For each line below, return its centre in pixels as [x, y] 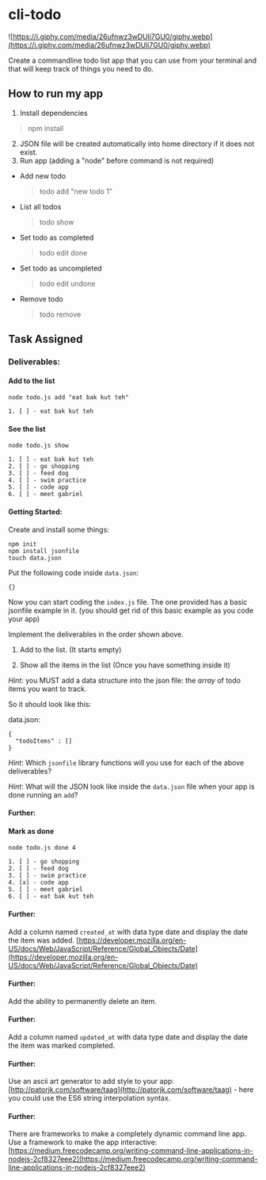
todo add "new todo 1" [76, 191]
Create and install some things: [59, 529]
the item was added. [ [44, 940]
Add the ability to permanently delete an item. [82, 1001]
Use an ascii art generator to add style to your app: [91, 1082]
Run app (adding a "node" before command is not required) [117, 160]
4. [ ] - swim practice [47, 480]
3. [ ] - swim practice [47, 876]
